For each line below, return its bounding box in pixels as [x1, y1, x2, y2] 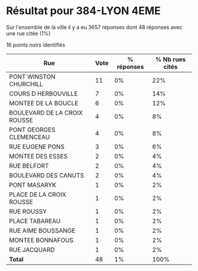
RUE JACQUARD [9, 246, 55, 254]
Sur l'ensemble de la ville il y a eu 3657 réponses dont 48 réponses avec [6, 24, 183, 31]
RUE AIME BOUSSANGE [9, 226, 75, 234]
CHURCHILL [9, 80, 43, 88]
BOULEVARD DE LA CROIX [9, 108, 83, 117]
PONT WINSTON [9, 72, 56, 81]
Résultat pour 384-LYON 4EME [6, 4, 161, 18]
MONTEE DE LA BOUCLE [9, 99, 78, 107]
